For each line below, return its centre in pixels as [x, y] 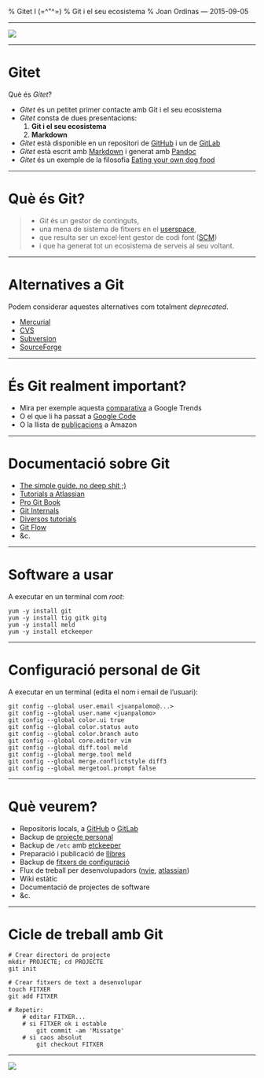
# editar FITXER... [54, 1017]
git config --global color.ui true [66, 720]
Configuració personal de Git [104, 670]
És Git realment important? [97, 386]
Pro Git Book [40, 502]
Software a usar [61, 574]
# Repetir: [26, 1010]
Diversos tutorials [48, 519]
